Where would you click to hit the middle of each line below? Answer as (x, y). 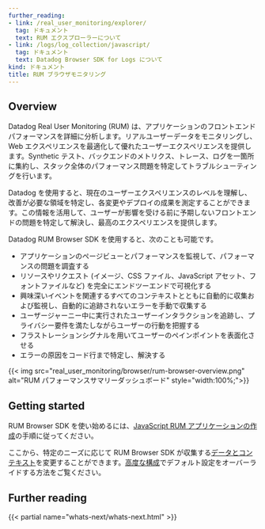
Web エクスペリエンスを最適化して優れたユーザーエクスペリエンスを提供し (130, 147)
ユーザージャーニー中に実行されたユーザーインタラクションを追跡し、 (134, 316)
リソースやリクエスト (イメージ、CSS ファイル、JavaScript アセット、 (134, 276)
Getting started (47, 406)
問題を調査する (65, 266)
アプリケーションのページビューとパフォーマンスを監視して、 (119, 256)
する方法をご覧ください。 (63, 473)
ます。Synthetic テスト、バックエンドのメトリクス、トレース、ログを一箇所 (131, 156)
